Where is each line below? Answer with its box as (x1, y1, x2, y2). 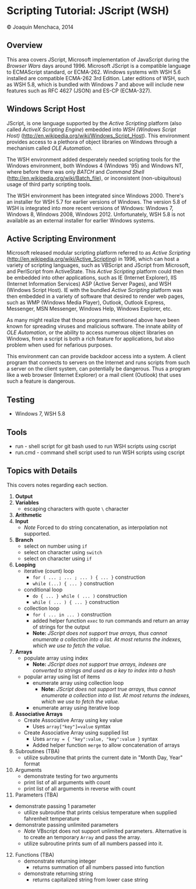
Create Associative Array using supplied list (23, 729, 129, 736)
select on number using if (23, 543, 87, 550)
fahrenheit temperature (23, 815, 80, 822)
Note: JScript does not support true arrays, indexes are (32, 660, 167, 668)
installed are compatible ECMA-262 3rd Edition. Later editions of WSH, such (6, 74, 190, 81)
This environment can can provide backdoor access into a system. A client (6, 353, 186, 360)
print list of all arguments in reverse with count (23, 785, 136, 792)
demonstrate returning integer (23, 857, 97, 864)
